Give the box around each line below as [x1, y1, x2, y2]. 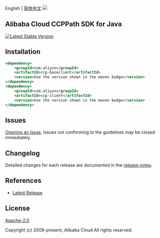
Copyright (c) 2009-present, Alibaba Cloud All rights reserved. [5, 227, 133, 233]
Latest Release [12, 189, 43, 196]
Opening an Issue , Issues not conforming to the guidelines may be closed [5, 129, 155, 135]
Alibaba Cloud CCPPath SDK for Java [5, 20, 122, 28]
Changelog [5, 149, 40, 158]
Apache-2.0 [5, 217, 30, 223]
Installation [5, 48, 41, 56]
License [5, 204, 30, 213]
